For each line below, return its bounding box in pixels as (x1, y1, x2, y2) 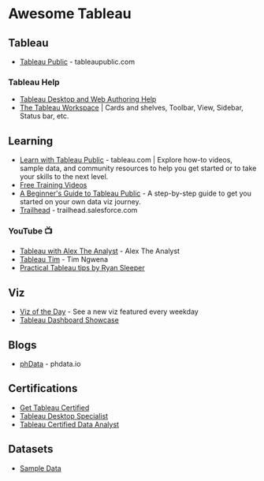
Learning (8, 134, 54, 147)
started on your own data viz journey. (19, 197, 141, 207)
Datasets (8, 442, 54, 456)
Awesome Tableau (8, 5, 132, 23)
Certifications (8, 382, 78, 395)
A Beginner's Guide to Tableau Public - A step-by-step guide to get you (19, 188, 252, 198)
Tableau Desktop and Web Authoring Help (19, 95, 157, 104)
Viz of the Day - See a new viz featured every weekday (19, 307, 199, 316)
